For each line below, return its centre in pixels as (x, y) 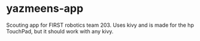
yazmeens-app (45, 9)
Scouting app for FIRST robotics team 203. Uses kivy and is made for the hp (100, 25)
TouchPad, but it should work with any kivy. (60, 31)
